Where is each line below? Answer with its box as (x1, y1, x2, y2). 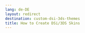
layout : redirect (5, 12, 41, 16)
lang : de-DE (5, 7, 29, 12)
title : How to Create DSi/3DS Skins (5, 20, 80, 26)
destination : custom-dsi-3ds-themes (5, 16, 80, 21)
